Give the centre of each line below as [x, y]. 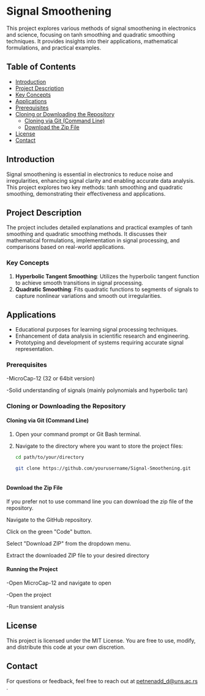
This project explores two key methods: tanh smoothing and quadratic [95, 187]
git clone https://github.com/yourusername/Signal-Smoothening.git [103, 468]
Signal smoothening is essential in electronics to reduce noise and [90, 174]
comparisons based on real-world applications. [66, 247]
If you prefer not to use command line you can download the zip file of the [100, 501]
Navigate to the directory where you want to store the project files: [99, 446]
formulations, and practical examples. [54, 48]
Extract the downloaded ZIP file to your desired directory [78, 555]
